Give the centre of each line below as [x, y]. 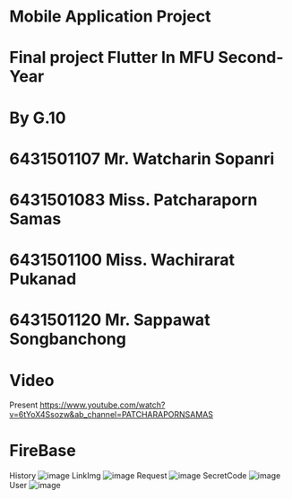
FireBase [43, 451]
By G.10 [38, 118]
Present [24, 405]
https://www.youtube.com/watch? [103, 405]
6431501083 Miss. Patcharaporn [133, 200]
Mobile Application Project [110, 17]
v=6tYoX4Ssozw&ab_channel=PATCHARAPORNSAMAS [111, 415]
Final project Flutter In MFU [112, 58]
